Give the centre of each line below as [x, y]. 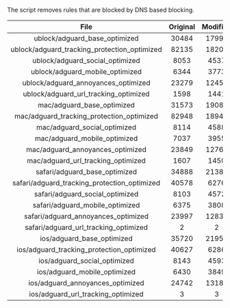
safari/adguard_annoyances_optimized [86, 216]
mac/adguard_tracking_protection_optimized [87, 116]
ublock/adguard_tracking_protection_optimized [86, 49]
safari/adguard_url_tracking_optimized [87, 227]
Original [182, 27]
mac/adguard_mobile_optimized [86, 138]
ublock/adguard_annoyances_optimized [86, 83]
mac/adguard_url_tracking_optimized [86, 161]
